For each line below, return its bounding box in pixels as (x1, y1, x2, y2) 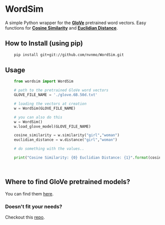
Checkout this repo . (5, 214, 45, 220)
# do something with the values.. (14, 146, 84, 151)
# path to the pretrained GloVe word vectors (14, 88, 109, 93)
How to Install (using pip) (5, 39, 83, 48)
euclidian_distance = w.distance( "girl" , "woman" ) (14, 137, 118, 142)
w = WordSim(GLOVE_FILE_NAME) (14, 106, 76, 111)
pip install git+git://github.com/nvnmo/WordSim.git (14, 52, 124, 57)
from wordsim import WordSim (14, 79, 74, 84)
